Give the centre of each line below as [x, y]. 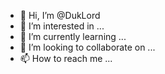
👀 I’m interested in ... [62, 26]
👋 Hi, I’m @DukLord [60, 15]
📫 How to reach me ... [66, 58]
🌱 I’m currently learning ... [73, 36]
